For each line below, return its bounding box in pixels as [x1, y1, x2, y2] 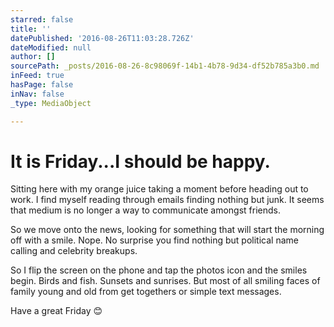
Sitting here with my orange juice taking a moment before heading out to [10, 183, 309, 195]
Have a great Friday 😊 [10, 305, 103, 317]
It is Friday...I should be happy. [10, 150, 271, 173]
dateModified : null [10, 42, 92, 53]
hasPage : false [10, 80, 74, 90]
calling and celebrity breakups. [10, 245, 138, 257]
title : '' [10, 24, 52, 34]
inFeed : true [10, 71, 65, 81]
